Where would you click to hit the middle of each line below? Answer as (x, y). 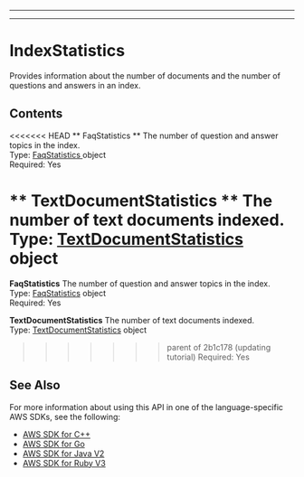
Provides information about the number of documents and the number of (145, 75)
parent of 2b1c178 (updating (219, 347)
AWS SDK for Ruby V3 (64, 463)
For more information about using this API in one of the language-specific (146, 407)
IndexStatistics (67, 51)
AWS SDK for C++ (56, 434)
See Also (35, 385)
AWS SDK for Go (54, 444)
